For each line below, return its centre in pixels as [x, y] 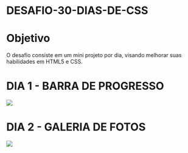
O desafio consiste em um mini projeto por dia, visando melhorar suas [94, 55]
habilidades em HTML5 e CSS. [45, 62]
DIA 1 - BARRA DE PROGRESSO [85, 86]
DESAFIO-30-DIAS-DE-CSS [77, 11]
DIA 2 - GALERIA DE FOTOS [76, 127]
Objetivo [28, 39]
